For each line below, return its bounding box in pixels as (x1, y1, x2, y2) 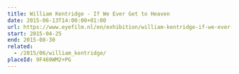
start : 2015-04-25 (7, 30, 62, 37)
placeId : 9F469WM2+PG (7, 56, 72, 63)
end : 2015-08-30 (7, 37, 55, 44)
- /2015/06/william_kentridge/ (14, 50, 107, 57)
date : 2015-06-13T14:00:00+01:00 (7, 17, 107, 24)
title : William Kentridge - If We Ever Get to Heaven (7, 10, 171, 18)
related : (7, 43, 33, 50)
